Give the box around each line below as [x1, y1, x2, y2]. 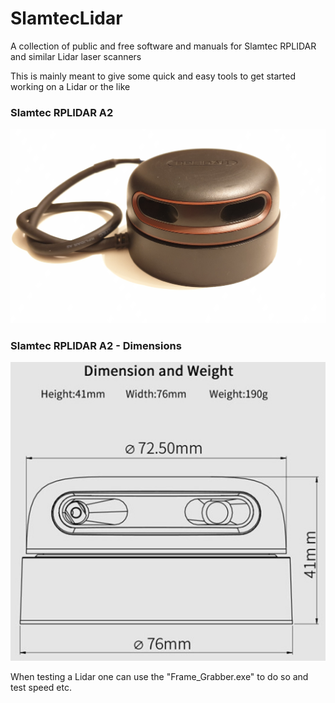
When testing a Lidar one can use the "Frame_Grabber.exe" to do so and [10, 671, 309, 683]
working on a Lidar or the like [10, 80, 131, 92]
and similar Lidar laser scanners [10, 50, 142, 62]
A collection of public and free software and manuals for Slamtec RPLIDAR [10, 40, 317, 52]
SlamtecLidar [10, 7, 123, 30]
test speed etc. [10, 682, 72, 694]
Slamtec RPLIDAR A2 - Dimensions [10, 338, 182, 352]
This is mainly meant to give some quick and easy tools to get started [10, 70, 297, 82]
